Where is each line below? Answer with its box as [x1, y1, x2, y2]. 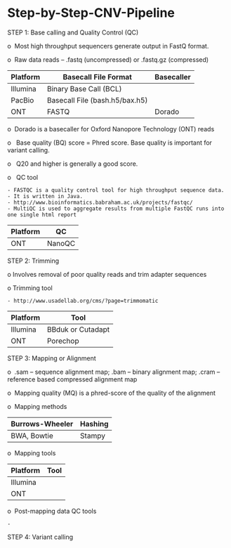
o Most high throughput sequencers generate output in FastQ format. [7, 41, 209, 50]
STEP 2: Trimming [7, 256, 60, 265]
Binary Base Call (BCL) [46, 84, 122, 93]
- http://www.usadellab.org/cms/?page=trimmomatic [7, 297, 159, 304]
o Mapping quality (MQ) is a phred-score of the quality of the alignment [7, 389, 216, 397]
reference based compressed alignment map [7, 374, 138, 384]
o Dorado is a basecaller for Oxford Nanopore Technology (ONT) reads [7, 124, 215, 133]
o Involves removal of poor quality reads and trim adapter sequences [7, 270, 207, 278]
